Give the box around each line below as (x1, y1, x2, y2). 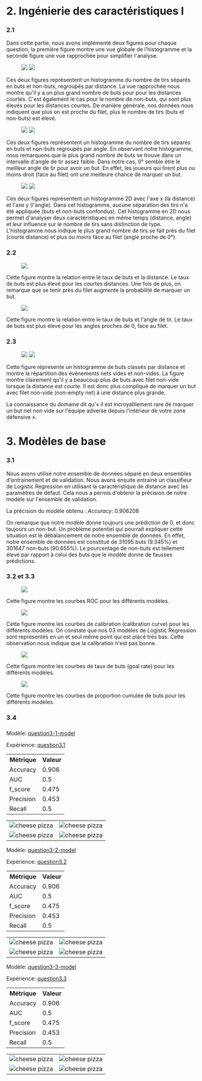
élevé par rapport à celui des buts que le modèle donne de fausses (6, 550, 173, 558)
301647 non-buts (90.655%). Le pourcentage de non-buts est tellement (6, 544, 185, 552)
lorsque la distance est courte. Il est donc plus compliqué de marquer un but (6, 383, 196, 390)
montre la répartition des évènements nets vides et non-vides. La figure (6, 370, 185, 377)
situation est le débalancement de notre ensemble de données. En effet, (6, 532, 186, 539)
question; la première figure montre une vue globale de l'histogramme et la (6, 46, 192, 53)
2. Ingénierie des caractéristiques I (6, 4, 185, 18)
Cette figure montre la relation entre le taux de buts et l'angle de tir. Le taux (6, 315, 193, 323)
